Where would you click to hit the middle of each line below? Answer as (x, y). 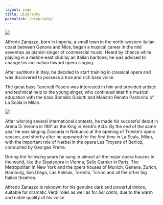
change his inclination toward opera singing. (50, 63)
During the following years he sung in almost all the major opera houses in (80, 157)
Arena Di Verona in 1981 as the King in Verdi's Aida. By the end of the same (81, 127)
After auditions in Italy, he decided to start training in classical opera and (78, 72)
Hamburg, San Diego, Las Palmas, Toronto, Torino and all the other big (76, 173)
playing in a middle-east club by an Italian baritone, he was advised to (75, 57)
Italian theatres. (21, 178)
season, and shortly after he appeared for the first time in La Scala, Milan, (79, 137)
